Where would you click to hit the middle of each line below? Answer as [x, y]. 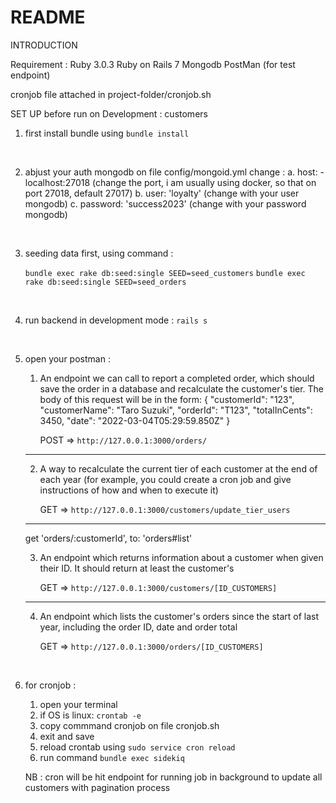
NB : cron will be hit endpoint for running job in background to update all [173, 777]
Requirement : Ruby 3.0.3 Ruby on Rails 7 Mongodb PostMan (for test [153, 64]
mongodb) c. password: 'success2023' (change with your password [165, 203]
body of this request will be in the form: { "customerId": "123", [167, 399]
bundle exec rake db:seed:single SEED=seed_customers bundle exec [165, 273]
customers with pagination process [97, 787]
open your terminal [78, 704]
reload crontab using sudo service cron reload [137, 747]
